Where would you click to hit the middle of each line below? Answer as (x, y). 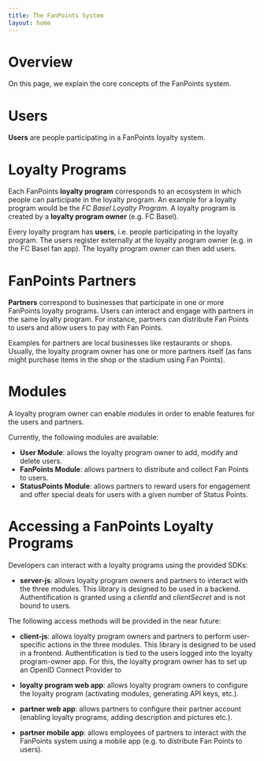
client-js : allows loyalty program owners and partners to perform (125, 636)
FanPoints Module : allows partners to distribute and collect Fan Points (134, 469)
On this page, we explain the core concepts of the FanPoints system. (120, 84)
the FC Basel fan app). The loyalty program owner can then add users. (123, 249)
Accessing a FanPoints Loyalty (111, 527)
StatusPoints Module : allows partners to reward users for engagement (135, 486)
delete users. (41, 461)
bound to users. (45, 606)
